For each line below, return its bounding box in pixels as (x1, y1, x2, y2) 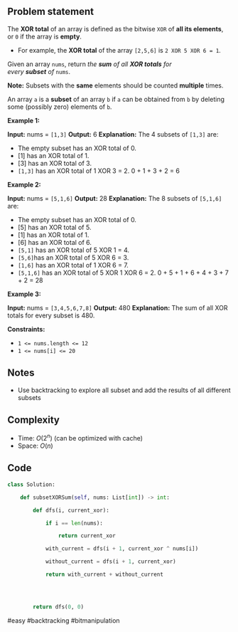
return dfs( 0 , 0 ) (33, 603, 84, 611)
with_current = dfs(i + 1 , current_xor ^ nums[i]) (45, 545, 199, 552)
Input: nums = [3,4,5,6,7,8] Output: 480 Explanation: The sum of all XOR (7, 303, 228, 312)
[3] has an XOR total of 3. (17, 159, 92, 167)
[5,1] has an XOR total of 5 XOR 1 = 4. (17, 246, 130, 254)
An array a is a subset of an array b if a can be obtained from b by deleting (7, 95, 225, 103)
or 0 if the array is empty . (7, 32, 82, 41)
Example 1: (7, 116, 40, 125)
